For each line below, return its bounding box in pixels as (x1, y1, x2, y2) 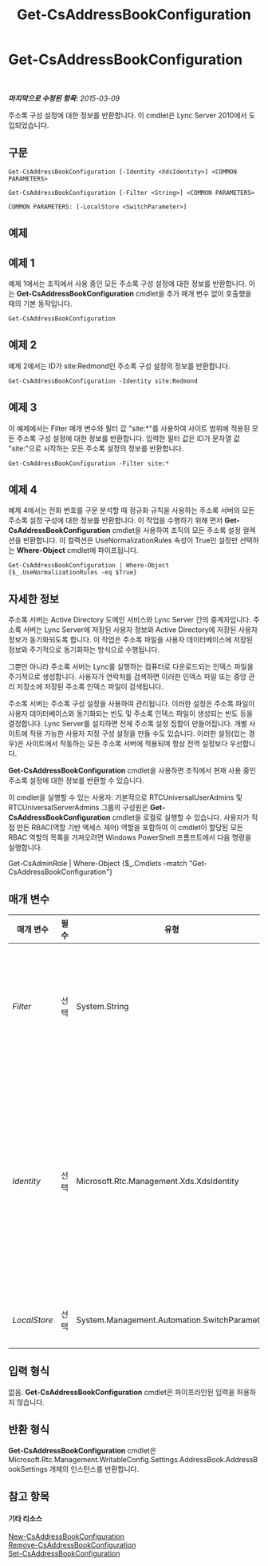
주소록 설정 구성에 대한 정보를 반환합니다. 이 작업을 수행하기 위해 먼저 (8, 515, 223, 525)
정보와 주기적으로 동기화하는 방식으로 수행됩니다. (8, 645, 160, 654)
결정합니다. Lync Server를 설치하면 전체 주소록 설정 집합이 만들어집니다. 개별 (8, 719, 247, 729)
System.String (76, 1001, 129, 1012)
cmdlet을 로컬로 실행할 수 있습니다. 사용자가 (112, 813, 250, 822)
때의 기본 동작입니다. (8, 298, 73, 308)
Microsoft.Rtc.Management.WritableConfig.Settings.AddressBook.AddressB (8, 1454, 258, 1464)
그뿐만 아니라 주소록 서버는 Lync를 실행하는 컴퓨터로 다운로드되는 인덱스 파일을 (8, 662, 254, 672)
